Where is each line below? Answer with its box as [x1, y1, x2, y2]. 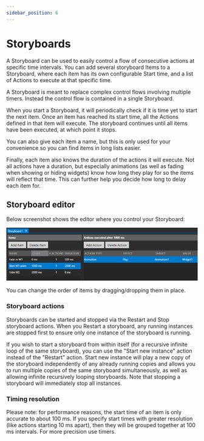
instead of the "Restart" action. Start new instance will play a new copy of [6, 353, 191, 361]
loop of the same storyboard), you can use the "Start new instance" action [6, 347, 192, 355]
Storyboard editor [6, 199, 75, 210]
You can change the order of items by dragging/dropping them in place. [6, 287, 186, 294]
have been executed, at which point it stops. [6, 125, 117, 133]
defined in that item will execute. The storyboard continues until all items [6, 119, 188, 127]
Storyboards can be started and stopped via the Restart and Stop [6, 316, 170, 323]
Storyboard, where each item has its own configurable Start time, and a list [6, 70, 194, 77]
